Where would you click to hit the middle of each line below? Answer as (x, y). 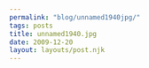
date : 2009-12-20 (41, 42)
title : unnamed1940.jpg (53, 34)
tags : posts (31, 26)
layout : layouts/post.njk (57, 50)
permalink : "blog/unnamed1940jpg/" (75, 17)
